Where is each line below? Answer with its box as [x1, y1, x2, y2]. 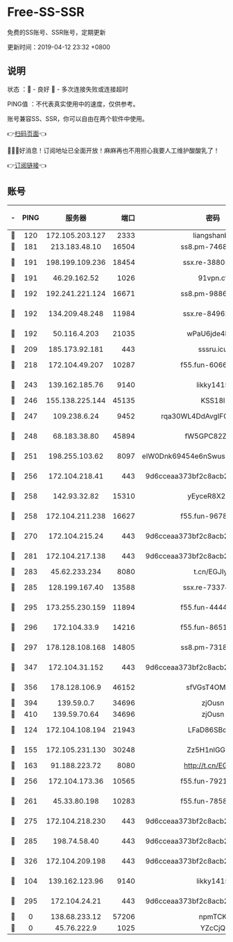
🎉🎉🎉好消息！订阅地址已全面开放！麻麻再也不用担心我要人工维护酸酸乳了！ [7, 146, 220, 154]
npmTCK [198, 911, 227, 921]
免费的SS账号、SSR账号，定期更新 [7, 28, 106, 36]
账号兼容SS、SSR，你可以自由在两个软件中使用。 [7, 114, 148, 122]
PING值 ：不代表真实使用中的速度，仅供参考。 [7, 99, 139, 108]
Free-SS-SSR [7, 4, 85, 20]
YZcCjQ [200, 923, 226, 932]
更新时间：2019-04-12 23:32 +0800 [7, 42, 111, 51]
